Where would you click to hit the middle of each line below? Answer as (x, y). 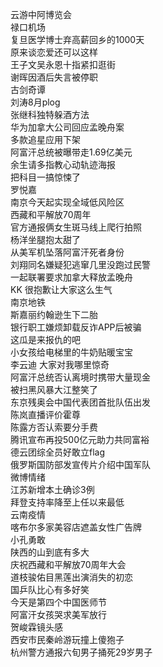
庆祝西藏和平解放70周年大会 (68, 564)
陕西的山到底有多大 (50, 552)
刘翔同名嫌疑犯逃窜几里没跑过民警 (80, 264)
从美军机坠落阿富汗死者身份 (67, 252)
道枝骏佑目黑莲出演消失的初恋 (71, 577)
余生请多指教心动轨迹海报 (63, 164)
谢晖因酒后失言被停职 (54, 77)
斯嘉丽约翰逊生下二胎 (54, 314)
